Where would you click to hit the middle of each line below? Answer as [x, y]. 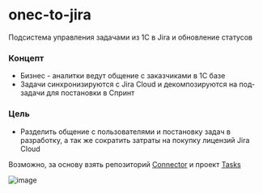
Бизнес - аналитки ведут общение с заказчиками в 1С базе [123, 76]
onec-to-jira [50, 15]
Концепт [26, 58]
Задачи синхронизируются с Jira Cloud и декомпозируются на [129, 84]
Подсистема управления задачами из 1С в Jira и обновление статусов [131, 37]
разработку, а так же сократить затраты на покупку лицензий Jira [135, 140]
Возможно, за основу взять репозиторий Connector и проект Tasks [125, 164]
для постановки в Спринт [91, 93]
